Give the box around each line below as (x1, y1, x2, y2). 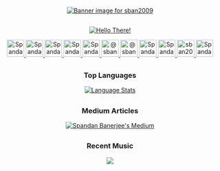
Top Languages (83, 70, 137, 80)
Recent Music (86, 141, 134, 150)
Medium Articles (81, 106, 139, 116)
